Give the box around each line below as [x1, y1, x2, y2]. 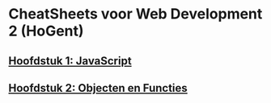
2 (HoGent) [8, 22, 84, 40]
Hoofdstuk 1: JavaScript [8, 54, 132, 68]
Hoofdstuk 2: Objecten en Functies [8, 81, 188, 95]
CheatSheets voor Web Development [8, 5, 263, 23]
